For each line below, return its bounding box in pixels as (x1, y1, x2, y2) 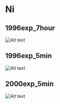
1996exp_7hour (5, 24, 55, 32)
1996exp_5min (5, 51, 52, 60)
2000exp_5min (5, 80, 54, 88)
